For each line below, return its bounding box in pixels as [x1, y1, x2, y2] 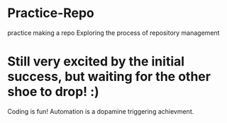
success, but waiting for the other [7, 69, 211, 85]
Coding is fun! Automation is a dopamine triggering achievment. [7, 107, 194, 115]
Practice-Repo [7, 5, 94, 21]
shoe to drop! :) [7, 84, 99, 100]
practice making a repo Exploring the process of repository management [7, 28, 220, 37]
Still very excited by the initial [7, 53, 185, 70]
